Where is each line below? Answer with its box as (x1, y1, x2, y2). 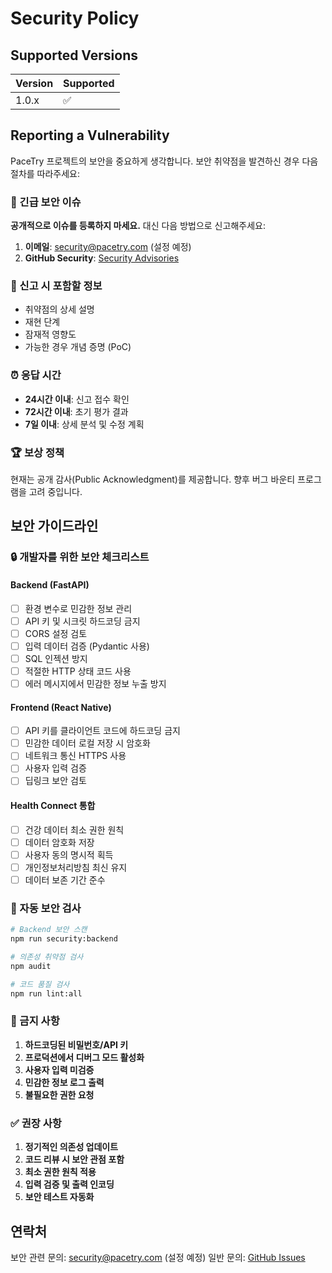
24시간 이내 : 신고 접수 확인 (24, 393, 130, 405)
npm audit (10, 961, 52, 971)
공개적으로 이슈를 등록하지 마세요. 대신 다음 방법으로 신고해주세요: (10, 220, 266, 232)
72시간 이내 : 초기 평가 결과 (24, 405, 129, 417)
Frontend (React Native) (10, 701, 112, 713)
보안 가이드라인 (10, 518, 99, 535)
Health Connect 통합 (10, 800, 96, 812)
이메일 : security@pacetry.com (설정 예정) (24, 241, 192, 253)
